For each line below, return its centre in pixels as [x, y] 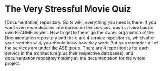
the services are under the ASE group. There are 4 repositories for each [77, 48]
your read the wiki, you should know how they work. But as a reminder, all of [81, 43]
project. [13, 63]
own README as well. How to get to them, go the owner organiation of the [80, 32]
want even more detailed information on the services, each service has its [79, 27]
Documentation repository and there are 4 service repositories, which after [80, 38]
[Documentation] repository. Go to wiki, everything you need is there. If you [81, 22]
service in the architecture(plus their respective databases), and [69, 53]
